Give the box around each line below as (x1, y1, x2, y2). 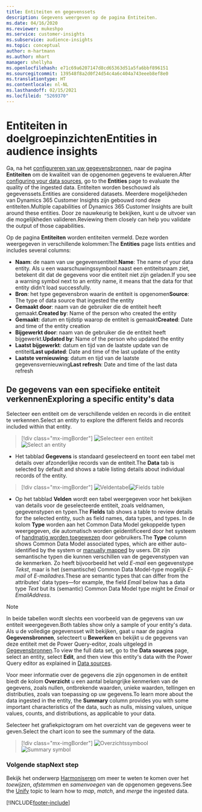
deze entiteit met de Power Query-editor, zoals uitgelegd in (6, 640, 153, 647)
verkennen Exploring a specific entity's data (6, 394, 175, 404)
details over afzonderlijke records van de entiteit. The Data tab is (14, 459, 175, 466)
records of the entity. (14, 471, 68, 479)
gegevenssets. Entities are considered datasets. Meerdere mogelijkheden (6, 190, 188, 197)
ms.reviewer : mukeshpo (6, 25, 63, 32)
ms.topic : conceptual (6, 43, 61, 49)
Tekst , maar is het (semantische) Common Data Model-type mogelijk (14, 565, 186, 573)
